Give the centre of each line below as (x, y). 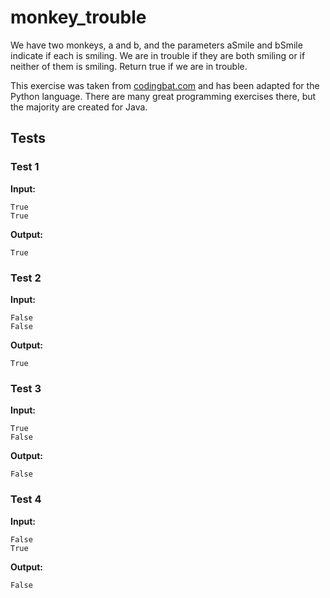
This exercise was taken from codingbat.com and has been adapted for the (165, 85)
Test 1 (25, 167)
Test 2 (26, 278)
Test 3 (26, 388)
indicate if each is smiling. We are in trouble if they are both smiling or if (158, 55)
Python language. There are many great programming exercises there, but (163, 96)
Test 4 (26, 499)
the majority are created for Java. (79, 107)
